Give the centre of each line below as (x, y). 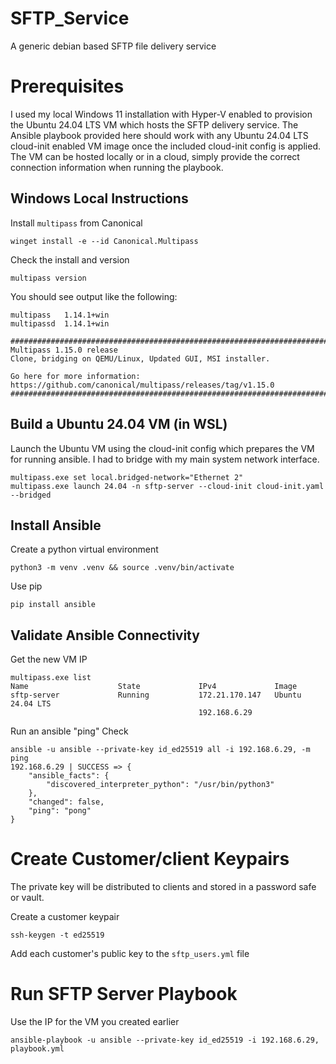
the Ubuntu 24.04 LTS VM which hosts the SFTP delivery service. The (154, 124)
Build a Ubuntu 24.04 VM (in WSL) (119, 424)
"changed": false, (66, 802)
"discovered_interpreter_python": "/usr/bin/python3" (160, 785)
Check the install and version (70, 259)
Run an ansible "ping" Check (69, 731)
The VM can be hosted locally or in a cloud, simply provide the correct (155, 156)
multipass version (48, 278)
